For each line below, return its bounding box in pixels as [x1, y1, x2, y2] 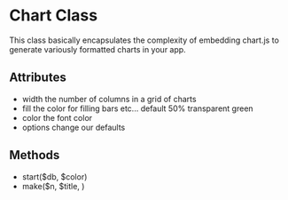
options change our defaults [21, 122, 126, 132]
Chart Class [9, 5, 98, 26]
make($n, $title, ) [21, 180, 85, 191]
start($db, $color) [21, 171, 88, 182]
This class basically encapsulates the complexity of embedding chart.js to [9, 35, 279, 45]
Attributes [9, 70, 66, 85]
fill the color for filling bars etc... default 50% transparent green [21, 103, 254, 114]
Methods [9, 148, 60, 163]
